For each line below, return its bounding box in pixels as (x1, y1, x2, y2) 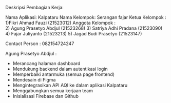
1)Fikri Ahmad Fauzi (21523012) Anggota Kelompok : (5, 20, 116, 26)
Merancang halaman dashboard (12, 60, 81, 66)
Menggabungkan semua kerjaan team (12, 88, 93, 94)
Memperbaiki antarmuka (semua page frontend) (12, 71, 115, 77)
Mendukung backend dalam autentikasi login (12, 66, 108, 72)
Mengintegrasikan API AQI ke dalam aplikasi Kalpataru (12, 82, 127, 88)
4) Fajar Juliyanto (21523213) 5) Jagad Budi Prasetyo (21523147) (5, 31, 142, 36)
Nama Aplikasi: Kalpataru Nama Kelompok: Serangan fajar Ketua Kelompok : (5, 14, 167, 20)
